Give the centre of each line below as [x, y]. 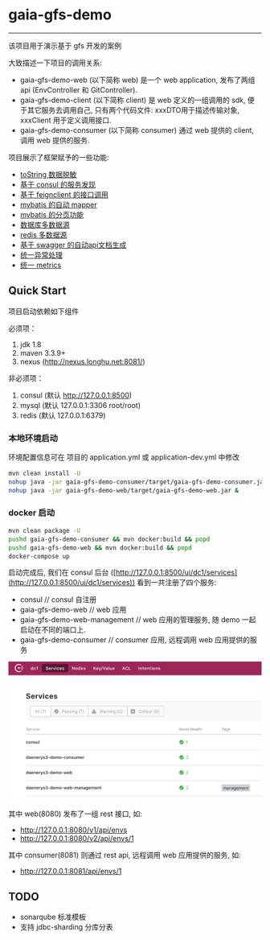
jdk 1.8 [31, 344]
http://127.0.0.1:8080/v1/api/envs [74, 830]
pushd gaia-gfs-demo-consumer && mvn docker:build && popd [109, 539]
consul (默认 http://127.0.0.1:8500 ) [76, 395]
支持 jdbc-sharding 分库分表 [67, 927]
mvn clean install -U [45, 474]
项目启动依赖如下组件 [43, 311]
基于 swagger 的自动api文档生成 [73, 245]
